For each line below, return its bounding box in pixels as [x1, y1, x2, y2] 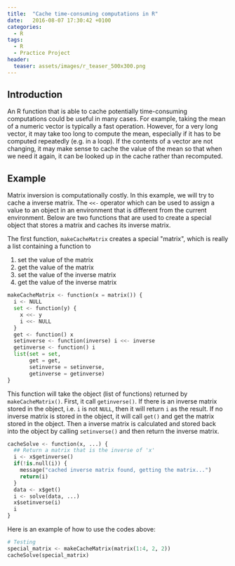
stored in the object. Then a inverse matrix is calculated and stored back [7, 419, 216, 427]
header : [7, 56, 30, 63]
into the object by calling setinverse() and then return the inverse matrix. [7, 427, 220, 435]
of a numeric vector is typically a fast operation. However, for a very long [7, 122, 218, 131]
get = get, [29, 357, 61, 364]
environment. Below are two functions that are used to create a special [7, 214, 212, 222]
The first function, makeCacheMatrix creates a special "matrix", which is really [7, 235, 229, 243]
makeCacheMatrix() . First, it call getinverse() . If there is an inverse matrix [7, 397, 217, 405]
